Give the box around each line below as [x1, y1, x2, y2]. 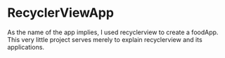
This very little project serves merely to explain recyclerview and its [7, 35, 202, 43]
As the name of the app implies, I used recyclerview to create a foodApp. [7, 28, 219, 36]
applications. [7, 43, 44, 51]
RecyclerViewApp [7, 5, 115, 21]
